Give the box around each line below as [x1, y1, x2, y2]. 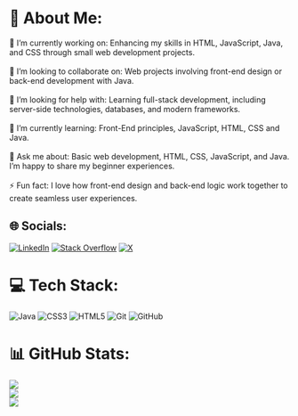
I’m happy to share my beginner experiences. [9, 160, 175, 171]
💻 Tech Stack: [9, 275, 119, 295]
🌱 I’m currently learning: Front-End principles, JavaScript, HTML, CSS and [9, 122, 280, 133]
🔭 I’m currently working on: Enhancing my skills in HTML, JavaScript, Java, [9, 37, 283, 48]
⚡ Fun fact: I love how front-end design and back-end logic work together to [9, 180, 288, 191]
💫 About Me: [9, 8, 103, 29]
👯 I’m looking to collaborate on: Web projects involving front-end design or [9, 66, 283, 77]
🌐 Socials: [9, 218, 68, 234]
